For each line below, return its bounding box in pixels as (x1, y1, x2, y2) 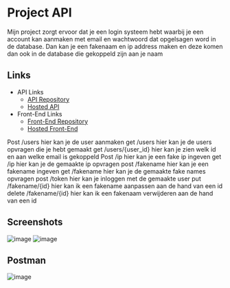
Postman (7, 254, 47, 266)
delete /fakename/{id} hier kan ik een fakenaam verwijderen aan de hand (7, 189, 214, 197)
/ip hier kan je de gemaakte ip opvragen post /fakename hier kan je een (7, 160, 209, 168)
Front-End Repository (27, 117, 89, 125)
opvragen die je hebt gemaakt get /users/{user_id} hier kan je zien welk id (7, 145, 216, 153)
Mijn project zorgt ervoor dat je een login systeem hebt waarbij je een (7, 28, 204, 36)
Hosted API (27, 102, 60, 111)
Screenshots (7, 216, 63, 228)
